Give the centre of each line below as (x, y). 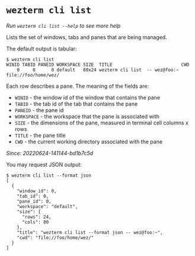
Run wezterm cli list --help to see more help (63, 25)
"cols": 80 (35, 222)
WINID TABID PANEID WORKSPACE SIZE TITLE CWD (98, 65)
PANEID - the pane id (39, 110)
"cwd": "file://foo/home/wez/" (55, 238)
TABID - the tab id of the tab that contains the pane (76, 104)
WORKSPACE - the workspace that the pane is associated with (87, 116)
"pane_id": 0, (34, 201)
